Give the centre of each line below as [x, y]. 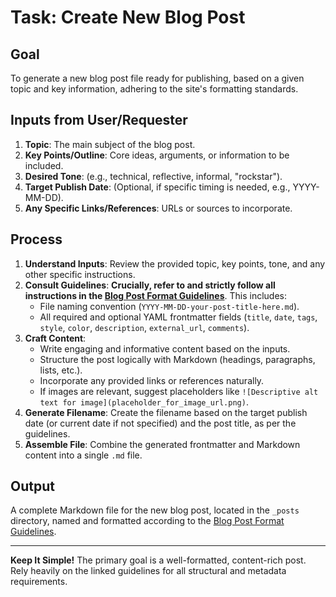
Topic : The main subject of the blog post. [110, 144]
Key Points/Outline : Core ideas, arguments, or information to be [157, 155]
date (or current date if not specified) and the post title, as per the [160, 423]
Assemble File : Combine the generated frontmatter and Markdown [162, 444]
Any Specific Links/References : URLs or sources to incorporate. [158, 208]
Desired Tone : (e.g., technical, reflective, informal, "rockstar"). [153, 176]
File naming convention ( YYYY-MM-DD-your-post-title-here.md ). [169, 306]
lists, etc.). [61, 370]
